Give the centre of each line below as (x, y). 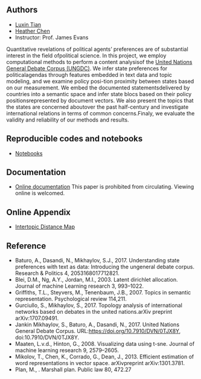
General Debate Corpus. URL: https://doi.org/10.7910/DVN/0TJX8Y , (98, 331)
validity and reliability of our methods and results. (68, 120)
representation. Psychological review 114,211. (71, 299)
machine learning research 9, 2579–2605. (67, 351)
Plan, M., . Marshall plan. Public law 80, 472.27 (73, 370)
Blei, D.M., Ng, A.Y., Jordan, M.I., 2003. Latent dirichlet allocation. (96, 280)
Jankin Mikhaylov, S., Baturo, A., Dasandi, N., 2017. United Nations (97, 325)
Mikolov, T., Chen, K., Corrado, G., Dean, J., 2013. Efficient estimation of (104, 357)
